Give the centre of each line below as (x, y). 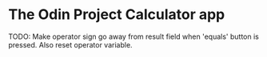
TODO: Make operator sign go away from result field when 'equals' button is (134, 36)
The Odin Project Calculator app (117, 15)
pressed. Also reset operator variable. (71, 44)
